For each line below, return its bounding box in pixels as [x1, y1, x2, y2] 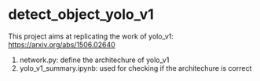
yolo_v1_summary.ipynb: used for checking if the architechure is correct [19, 63, 252, 72]
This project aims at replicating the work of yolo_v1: [8, 31, 174, 41]
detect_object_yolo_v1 [8, 6, 155, 24]
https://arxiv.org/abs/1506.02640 [8, 39, 115, 49]
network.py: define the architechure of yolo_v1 [19, 55, 170, 64]
